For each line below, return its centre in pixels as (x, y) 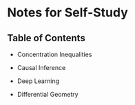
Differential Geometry (48, 94)
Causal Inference (41, 68)
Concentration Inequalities (54, 54)
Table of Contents (46, 38)
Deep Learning (38, 81)
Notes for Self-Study (68, 13)
